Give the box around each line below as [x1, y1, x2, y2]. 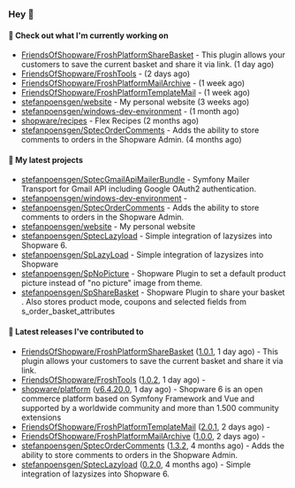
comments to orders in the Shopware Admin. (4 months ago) [20, 135, 242, 145]
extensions [20, 412, 62, 422]
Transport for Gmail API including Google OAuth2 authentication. [20, 183, 257, 194]
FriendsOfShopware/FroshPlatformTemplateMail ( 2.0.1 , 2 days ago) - [20, 421, 271, 432]
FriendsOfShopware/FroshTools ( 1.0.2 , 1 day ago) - [20, 374, 207, 384]
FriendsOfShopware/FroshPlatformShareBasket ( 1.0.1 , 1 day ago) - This [20, 345, 279, 357]
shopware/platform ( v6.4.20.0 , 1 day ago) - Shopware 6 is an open [20, 383, 263, 394]
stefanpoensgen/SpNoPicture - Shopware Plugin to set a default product [20, 268, 286, 279]
